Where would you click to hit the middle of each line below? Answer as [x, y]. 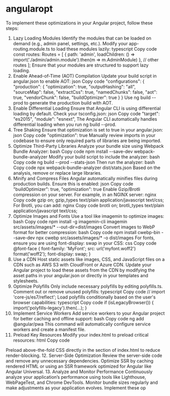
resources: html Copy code [41, 340]
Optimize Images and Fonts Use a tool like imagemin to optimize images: [89, 216]
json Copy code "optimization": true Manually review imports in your [84, 135]
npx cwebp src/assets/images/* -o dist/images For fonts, [95, 238]
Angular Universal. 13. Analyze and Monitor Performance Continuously [79, 372]
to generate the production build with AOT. [69, 103]
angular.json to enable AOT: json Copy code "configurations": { [79, 81]
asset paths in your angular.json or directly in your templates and [81, 275]
